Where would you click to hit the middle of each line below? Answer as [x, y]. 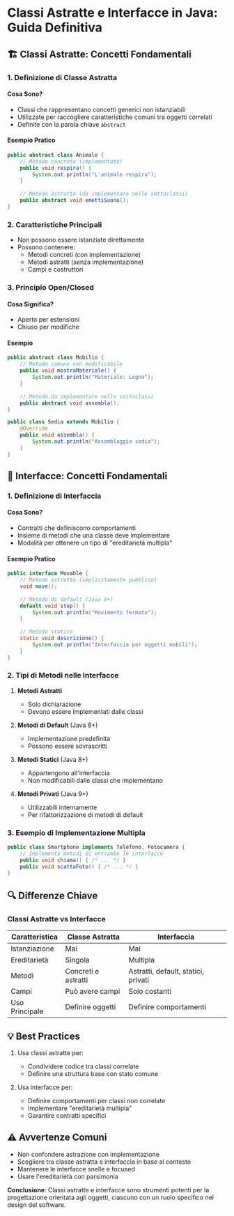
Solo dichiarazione [54, 704]
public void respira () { [56, 168]
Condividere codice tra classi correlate [83, 1066]
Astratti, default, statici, [166, 972]
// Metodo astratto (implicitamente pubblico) [88, 580]
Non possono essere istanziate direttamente [81, 240]
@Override [34, 429]
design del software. [37, 1205]
